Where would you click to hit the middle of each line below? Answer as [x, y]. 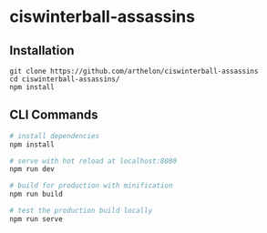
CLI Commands [54, 115]
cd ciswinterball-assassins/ [65, 79]
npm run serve [36, 219]
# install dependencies [55, 136]
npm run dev [32, 169]
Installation [42, 51]
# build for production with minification [91, 186]
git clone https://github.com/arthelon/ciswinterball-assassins [134, 71]
